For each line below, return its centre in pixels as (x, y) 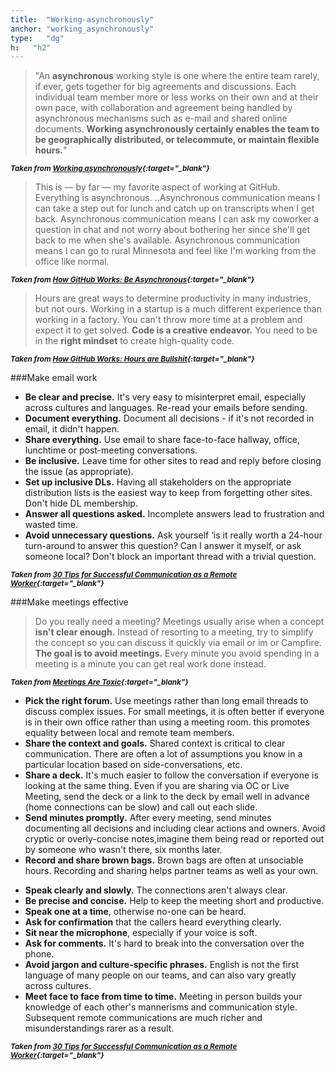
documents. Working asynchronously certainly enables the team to (177, 129)
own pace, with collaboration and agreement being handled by (163, 108)
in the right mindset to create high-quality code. (134, 341)
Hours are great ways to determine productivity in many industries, (172, 298)
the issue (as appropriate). (79, 472)
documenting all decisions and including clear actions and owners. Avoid (175, 828)
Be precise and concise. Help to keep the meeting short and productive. (174, 901)
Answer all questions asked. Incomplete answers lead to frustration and (174, 514)
